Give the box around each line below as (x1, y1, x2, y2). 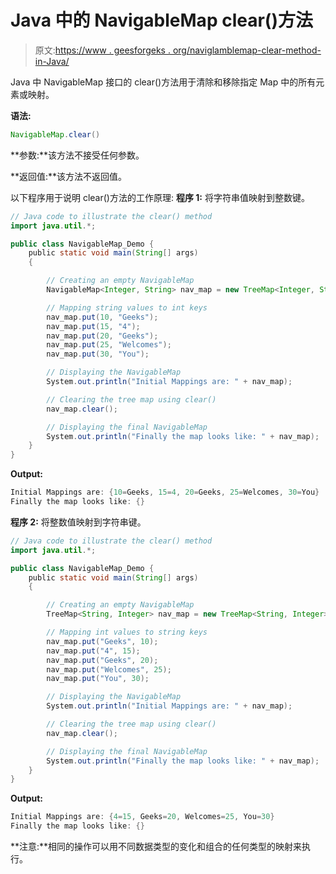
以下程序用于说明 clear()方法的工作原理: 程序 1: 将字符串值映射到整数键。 (10, 191, 310, 203)
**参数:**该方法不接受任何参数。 (10, 149, 145, 161)
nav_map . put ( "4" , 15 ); (46, 646, 141, 656)
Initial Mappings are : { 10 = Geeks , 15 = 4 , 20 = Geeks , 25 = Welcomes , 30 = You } (10, 487, 320, 498)
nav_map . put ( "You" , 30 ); (46, 674, 150, 684)
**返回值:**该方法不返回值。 (10, 170, 128, 182)
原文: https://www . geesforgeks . (34, 44, 171, 56)
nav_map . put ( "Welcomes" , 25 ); (46, 664, 172, 675)
